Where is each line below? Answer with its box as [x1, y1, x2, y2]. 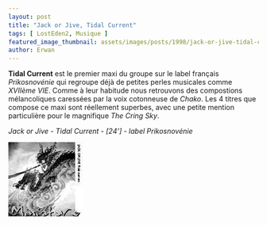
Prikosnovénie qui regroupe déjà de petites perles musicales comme [8, 78, 233, 87]
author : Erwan [8, 46, 56, 55]
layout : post [8, 13, 52, 21]
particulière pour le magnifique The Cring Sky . [8, 111, 160, 120]
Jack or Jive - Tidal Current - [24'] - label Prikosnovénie [8, 127, 193, 136]
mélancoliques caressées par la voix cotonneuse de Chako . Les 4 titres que [8, 94, 257, 104]
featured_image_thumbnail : [8, 38, 98, 46]
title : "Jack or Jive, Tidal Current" [8, 21, 137, 29]
